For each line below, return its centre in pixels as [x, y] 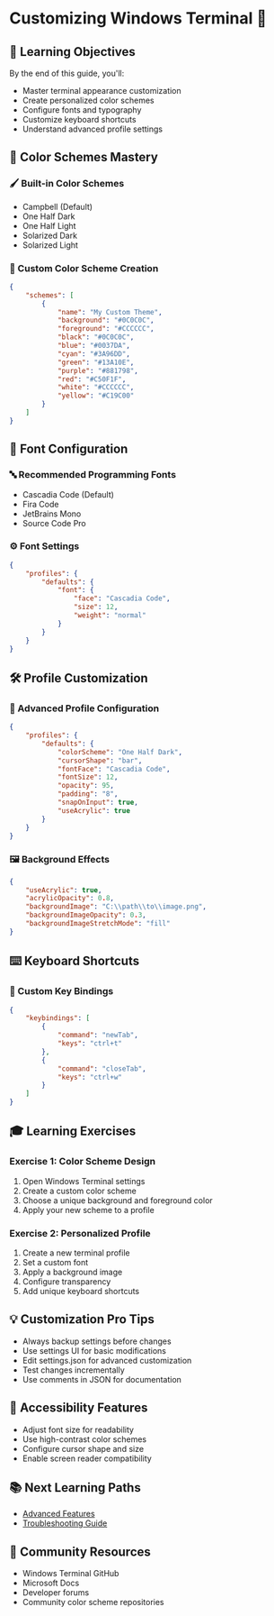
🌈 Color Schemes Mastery [84, 157]
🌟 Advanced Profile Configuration [84, 708]
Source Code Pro [54, 523]
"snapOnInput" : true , [98, 803]
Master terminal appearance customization [102, 91]
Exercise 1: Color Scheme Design [82, 1162]
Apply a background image [72, 1272]
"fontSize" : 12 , [88, 777]
